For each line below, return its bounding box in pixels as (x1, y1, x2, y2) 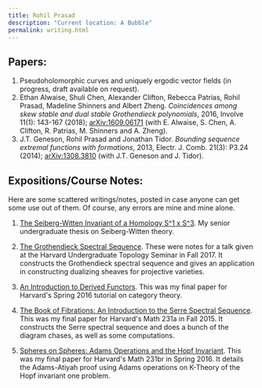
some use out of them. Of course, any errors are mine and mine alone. (8, 203, 235, 212)
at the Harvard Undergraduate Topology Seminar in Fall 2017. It (19, 251, 224, 259)
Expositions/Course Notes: (8, 174, 144, 187)
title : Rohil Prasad (8, 11, 76, 20)
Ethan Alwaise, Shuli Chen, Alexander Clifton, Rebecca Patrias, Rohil (19, 93, 241, 102)
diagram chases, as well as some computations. (19, 331, 175, 340)
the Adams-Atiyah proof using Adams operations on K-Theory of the (19, 363, 241, 372)
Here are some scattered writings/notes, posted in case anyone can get (8, 195, 240, 204)
